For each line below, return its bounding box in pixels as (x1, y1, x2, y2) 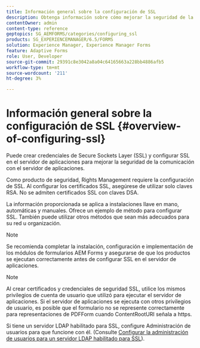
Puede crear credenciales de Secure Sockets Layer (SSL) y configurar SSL (6, 152, 190, 159)
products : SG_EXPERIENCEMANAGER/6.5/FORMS (6, 37, 113, 43)
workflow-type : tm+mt (6, 64, 60, 71)
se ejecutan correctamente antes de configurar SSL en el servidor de (6, 256, 177, 263)
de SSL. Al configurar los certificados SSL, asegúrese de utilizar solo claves (6, 183, 193, 190)
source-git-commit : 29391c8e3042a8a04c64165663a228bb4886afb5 (6, 59, 164, 65)
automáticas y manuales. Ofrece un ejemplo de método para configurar (6, 207, 182, 214)
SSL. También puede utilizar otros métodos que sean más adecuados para (6, 213, 190, 220)
